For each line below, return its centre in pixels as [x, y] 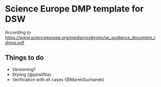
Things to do [24, 58]
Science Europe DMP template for [74, 9]
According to [18, 32]
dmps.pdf [15, 42]
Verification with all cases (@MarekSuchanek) [58, 79]
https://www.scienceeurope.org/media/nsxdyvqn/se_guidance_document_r [80, 37]
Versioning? [24, 69]
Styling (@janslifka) [32, 74]
